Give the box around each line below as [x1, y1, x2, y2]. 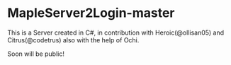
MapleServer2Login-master [7, 5, 175, 21]
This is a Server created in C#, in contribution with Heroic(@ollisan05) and [7, 28, 225, 37]
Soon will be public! [7, 49, 65, 58]
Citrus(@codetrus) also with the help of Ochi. [7, 35, 140, 44]
